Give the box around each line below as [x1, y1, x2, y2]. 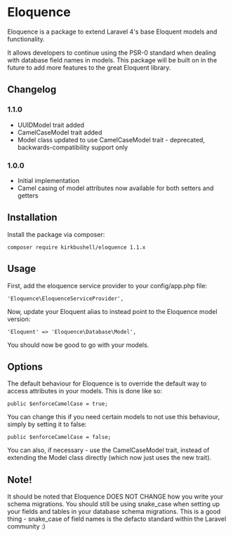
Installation [7, 212, 58, 224]
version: [7, 315, 31, 323]
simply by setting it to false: [7, 420, 87, 428]
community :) [7, 522, 46, 531]
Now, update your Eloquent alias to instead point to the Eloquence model [7, 307, 218, 315]
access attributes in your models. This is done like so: [7, 387, 163, 395]
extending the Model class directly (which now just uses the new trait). [7, 454, 212, 462]
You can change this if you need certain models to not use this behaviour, [7, 413, 220, 421]
